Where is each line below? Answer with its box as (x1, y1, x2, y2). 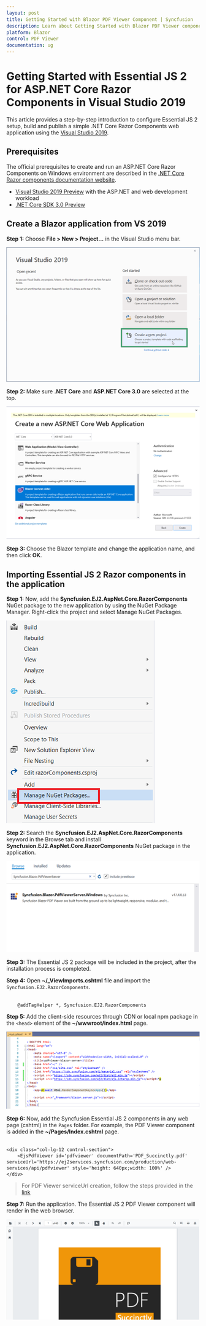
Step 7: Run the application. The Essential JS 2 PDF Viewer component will (6, 1200, 196, 1208)
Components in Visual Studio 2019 (6, 96, 186, 110)
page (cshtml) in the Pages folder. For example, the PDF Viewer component (6, 1122, 195, 1129)
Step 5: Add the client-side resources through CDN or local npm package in (6, 1012, 198, 1020)
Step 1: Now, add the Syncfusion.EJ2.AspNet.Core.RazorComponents (6, 595, 188, 603)
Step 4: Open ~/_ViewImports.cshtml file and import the (6, 976, 151, 984)
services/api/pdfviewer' (6, 1165, 70, 1171)
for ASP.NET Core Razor (6, 83, 132, 96)
